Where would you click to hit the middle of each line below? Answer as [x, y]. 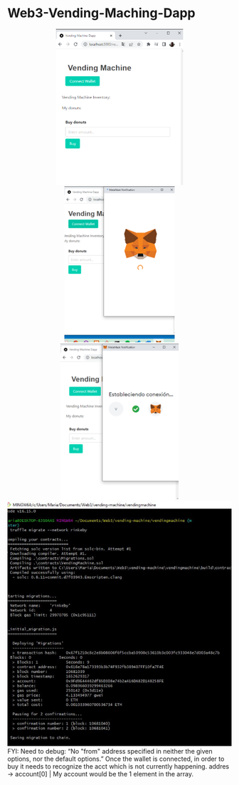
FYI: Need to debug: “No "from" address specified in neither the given [110, 751]
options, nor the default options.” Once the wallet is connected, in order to [116, 759]
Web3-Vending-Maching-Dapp [101, 13]
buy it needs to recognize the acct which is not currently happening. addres [118, 766]
